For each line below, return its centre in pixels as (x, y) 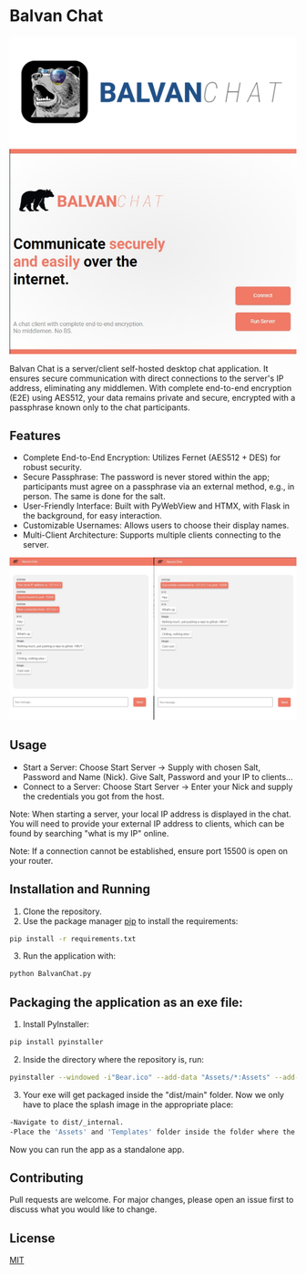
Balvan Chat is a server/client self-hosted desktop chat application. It (139, 368)
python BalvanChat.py (51, 974)
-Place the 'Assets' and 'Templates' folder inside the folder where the (153, 1132)
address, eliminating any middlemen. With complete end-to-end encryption (151, 387)
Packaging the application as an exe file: (126, 1002)
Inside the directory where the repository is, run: (113, 1059)
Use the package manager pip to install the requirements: (130, 920)
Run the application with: (69, 956)
